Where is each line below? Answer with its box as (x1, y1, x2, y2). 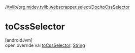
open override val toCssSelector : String (5, 42, 85, 48)
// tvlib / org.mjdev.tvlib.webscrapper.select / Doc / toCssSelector (5, 4, 130, 10)
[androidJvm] (5, 37, 33, 43)
